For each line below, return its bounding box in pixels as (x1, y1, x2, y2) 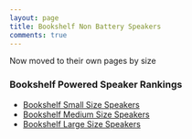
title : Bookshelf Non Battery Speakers (9, 22, 162, 31)
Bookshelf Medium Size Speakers (22, 109, 150, 120)
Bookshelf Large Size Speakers (22, 118, 142, 129)
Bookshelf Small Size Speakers (22, 99, 140, 110)
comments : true (9, 30, 68, 39)
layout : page (9, 13, 59, 23)
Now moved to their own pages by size (9, 56, 157, 67)
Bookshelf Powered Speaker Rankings (9, 79, 183, 91)
